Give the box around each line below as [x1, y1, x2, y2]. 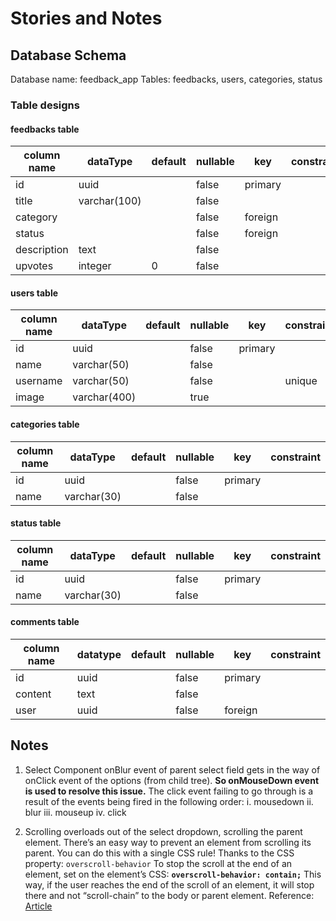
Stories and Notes [10, 7, 163, 30]
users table [10, 287, 59, 299]
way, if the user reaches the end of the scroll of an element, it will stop [24, 878, 315, 891]
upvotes [15, 259, 54, 273]
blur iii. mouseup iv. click [24, 806, 127, 818]
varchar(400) [72, 390, 137, 404]
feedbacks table [10, 123, 80, 135]
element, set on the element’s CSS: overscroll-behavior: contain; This [24, 868, 322, 880]
